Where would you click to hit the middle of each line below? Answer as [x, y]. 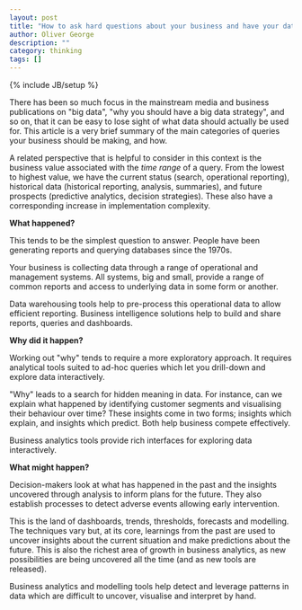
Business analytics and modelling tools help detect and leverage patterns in [149, 586]
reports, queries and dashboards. [71, 323]
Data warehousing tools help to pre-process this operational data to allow [145, 304]
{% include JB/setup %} [54, 85]
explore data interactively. [57, 377]
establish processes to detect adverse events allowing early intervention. [145, 504]
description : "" [40, 43]
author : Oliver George [52, 34]
